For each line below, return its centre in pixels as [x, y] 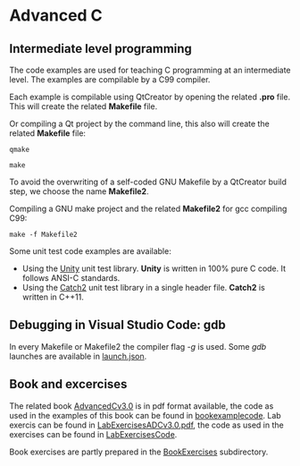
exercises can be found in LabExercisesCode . [93, 434]
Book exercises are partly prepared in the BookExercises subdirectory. [139, 452]
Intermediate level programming [100, 49]
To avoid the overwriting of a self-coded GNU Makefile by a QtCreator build [148, 182]
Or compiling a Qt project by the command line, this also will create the [139, 123]
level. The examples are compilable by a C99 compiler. [110, 80]
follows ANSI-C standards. [71, 278]
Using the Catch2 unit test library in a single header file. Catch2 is [143, 288]
